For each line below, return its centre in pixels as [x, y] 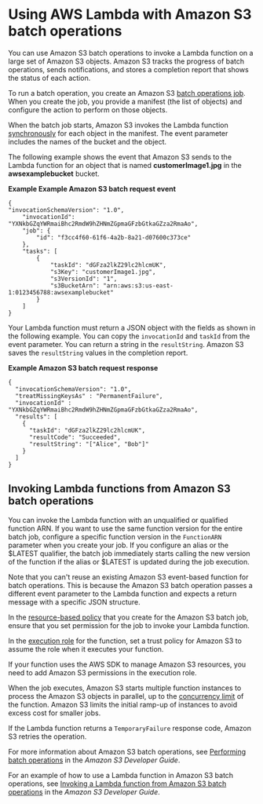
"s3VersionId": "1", [84, 279]
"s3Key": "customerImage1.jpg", [103, 272]
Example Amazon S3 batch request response [83, 367]
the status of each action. [49, 78]
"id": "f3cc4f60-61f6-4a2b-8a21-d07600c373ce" [114, 237]
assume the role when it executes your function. [86, 649]
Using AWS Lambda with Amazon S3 [130, 15]
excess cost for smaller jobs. [55, 713]
